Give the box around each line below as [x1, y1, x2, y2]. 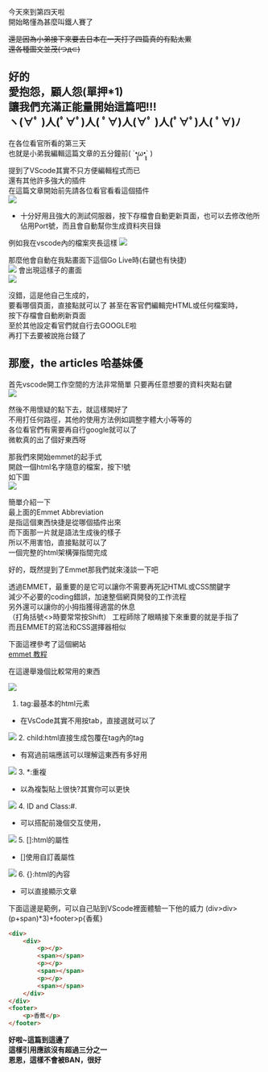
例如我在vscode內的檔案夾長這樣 [8, 238, 118, 247]
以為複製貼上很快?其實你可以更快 [19, 784, 130, 793]
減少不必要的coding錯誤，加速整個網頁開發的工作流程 [8, 591, 187, 602]
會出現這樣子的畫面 [18, 265, 82, 275]
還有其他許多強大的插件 [8, 176, 86, 185]
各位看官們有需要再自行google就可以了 [8, 424, 138, 434]
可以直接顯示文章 [19, 886, 77, 896]
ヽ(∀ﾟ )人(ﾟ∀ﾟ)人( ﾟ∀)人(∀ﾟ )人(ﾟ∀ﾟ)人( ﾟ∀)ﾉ [8, 115, 241, 129]
